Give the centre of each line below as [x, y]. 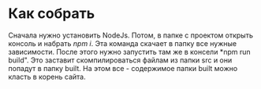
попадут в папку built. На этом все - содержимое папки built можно [123, 68]
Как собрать [52, 14]
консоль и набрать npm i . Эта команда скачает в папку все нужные [123, 43]
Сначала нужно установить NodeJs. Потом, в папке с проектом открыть [131, 35]
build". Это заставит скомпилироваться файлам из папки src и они [120, 60]
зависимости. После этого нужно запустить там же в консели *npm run [129, 52]
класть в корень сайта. [47, 77]
